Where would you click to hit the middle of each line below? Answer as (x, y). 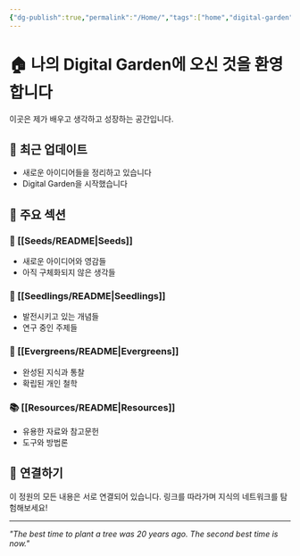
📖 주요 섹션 (38, 215)
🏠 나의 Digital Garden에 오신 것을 (130, 64)
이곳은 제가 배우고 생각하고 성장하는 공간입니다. (92, 119)
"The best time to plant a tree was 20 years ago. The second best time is (144, 534)
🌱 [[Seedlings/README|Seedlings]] (87, 295)
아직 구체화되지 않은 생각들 (69, 272)
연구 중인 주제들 (50, 328)
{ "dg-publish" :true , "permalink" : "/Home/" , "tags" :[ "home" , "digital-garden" (151, 17)
